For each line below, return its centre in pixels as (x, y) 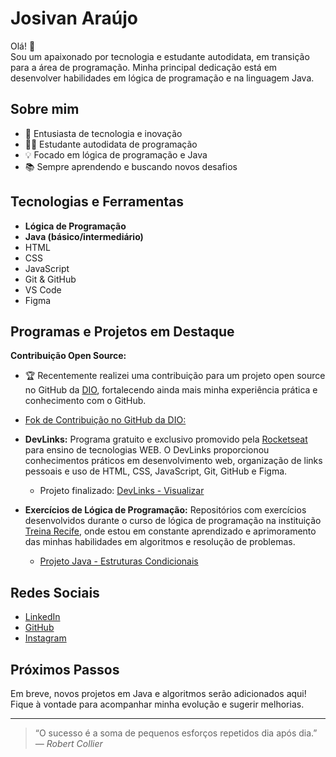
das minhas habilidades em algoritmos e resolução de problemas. (160, 542)
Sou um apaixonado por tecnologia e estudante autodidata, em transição (160, 56)
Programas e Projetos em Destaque (122, 331)
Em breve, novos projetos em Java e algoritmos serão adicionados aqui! (158, 693)
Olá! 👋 (23, 46)
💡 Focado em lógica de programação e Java (116, 154)
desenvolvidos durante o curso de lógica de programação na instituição (173, 521)
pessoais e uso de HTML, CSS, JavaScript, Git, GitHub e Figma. (156, 471)
